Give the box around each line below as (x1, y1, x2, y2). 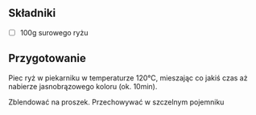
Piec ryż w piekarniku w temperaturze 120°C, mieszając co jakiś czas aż (8, 72, 248, 83)
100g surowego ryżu (19, 27, 89, 37)
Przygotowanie (8, 51, 86, 65)
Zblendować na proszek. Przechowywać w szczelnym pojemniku (8, 97, 225, 107)
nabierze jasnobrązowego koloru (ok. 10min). (8, 81, 158, 91)
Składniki (8, 6, 56, 20)
